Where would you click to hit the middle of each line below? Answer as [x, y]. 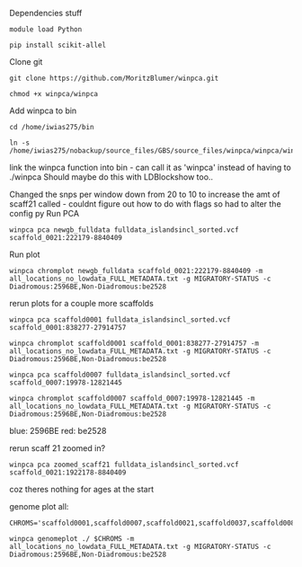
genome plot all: [39, 506]
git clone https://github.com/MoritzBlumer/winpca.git [114, 78]
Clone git [26, 62]
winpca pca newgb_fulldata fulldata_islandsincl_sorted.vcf [124, 230]
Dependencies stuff [46, 13]
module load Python [46, 30]
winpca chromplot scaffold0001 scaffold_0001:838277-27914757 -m [134, 343]
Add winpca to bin [43, 111]
